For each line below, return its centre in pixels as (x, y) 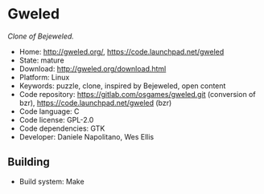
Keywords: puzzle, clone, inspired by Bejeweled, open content (122, 86)
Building (29, 162)
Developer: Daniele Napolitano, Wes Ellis (87, 136)
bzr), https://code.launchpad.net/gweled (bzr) (95, 103)
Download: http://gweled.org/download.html (93, 68)
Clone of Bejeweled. (41, 36)
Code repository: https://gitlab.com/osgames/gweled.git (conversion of (137, 94)
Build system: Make (52, 181)
